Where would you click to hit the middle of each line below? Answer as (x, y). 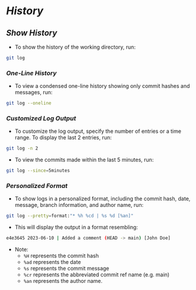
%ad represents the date (52, 262)
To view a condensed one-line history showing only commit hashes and (102, 86)
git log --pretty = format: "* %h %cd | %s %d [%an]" (70, 216)
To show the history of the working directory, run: (75, 47)
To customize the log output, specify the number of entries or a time (98, 131)
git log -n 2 (22, 149)
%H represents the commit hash (61, 256)
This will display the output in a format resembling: (76, 227)
